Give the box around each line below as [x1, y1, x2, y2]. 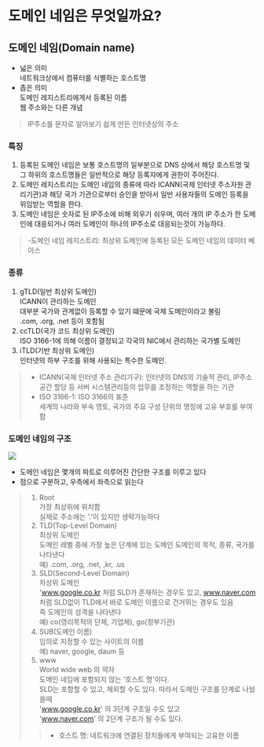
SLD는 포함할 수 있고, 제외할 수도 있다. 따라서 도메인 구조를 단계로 [38, 684, 241, 694]
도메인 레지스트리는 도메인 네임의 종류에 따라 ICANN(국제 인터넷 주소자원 [19, 180, 244, 190]
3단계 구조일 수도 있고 [112, 704, 181, 713]
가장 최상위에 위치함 [38, 502, 101, 511]
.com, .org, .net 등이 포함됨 [19, 316, 104, 326]
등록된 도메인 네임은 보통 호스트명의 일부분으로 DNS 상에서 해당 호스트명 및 [19, 160, 251, 170]
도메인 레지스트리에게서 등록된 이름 [19, 93, 127, 102]
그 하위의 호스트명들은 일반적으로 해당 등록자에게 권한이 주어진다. [19, 170, 219, 179]
